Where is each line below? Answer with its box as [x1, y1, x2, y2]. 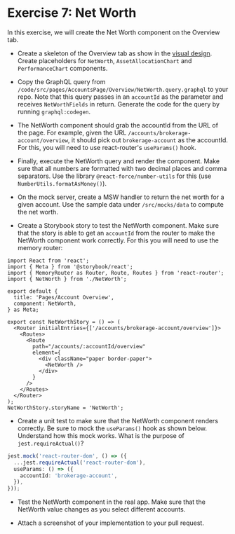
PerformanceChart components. [17, 64, 108, 72]
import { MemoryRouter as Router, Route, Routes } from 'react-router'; [7, 269, 224, 276]
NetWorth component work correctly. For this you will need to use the [17, 236, 219, 245]
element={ [32, 349, 61, 356]
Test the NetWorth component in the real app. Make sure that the [17, 498, 206, 506]
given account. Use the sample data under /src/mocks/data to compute [17, 200, 224, 208]
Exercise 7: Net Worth [7, 5, 137, 21]
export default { [7, 287, 58, 295]
